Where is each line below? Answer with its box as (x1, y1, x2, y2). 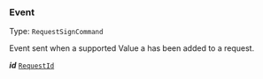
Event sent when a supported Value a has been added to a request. (9, 43, 255, 54)
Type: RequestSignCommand (9, 26, 104, 37)
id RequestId (9, 60, 55, 71)
